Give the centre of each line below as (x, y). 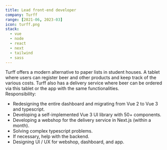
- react (18, 44)
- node (17, 39)
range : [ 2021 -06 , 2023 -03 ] (34, 19)
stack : (12, 29)
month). (21, 125)
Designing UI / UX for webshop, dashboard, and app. (68, 142)
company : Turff (21, 15)
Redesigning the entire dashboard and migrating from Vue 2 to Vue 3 (85, 104)
